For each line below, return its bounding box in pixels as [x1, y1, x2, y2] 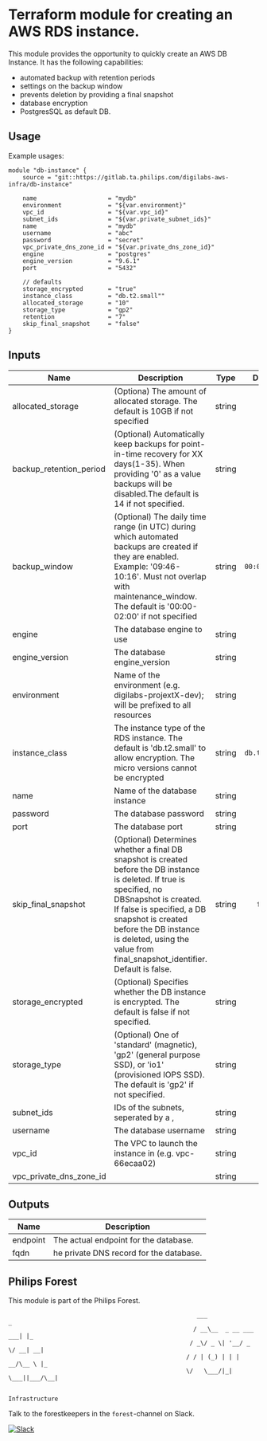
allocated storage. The [114, 395, 198, 406]
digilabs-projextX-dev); [114, 689, 204, 701]
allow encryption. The [114, 752, 195, 763]
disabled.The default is [114, 488, 199, 499]
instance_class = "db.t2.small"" [22, 292, 165, 300]
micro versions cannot [114, 762, 197, 773]
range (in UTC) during [114, 520, 196, 532]
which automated [114, 531, 179, 542]
